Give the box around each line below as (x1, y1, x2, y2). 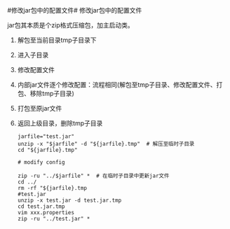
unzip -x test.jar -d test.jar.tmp (17, 197, 122, 204)
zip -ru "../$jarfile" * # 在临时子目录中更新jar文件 (17, 172, 170, 179)
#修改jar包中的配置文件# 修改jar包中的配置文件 (7, 6, 142, 14)
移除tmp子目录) (29, 90, 75, 97)
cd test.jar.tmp (17, 203, 65, 210)
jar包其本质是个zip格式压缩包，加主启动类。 (7, 21, 135, 29)
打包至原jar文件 (17, 104, 62, 112)
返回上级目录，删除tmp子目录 (17, 119, 103, 127)
